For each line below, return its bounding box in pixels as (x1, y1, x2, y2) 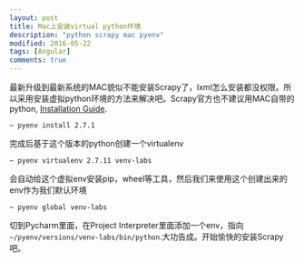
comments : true (9, 55, 67, 65)
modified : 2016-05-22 (9, 38, 92, 48)
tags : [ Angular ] (9, 47, 71, 56)
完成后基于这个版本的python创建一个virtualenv (9, 138, 184, 148)
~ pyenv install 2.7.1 (9, 121, 95, 130)
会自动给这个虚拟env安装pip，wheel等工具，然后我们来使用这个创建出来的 (9, 174, 289, 184)
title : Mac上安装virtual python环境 (9, 22, 142, 31)
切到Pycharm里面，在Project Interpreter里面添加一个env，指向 (9, 220, 244, 230)
